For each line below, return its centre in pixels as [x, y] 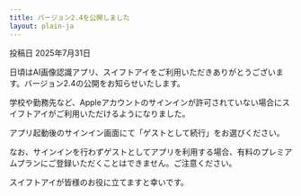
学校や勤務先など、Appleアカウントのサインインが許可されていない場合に [146, 102]
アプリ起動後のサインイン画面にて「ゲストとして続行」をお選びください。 [147, 132]
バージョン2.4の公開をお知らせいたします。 [105, 83]
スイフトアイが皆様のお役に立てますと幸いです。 [99, 182]
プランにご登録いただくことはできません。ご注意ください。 [127, 163]
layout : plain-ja [42, 26]
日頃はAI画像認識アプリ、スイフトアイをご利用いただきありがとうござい [142, 72]
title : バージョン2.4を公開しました [70, 18]
